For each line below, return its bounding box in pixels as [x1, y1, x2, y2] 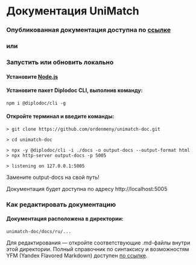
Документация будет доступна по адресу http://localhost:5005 [6, 185, 168, 192]
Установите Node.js [6, 73, 58, 80]
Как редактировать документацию [6, 200, 116, 208]
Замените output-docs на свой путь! [6, 173, 100, 181]
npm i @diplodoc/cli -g [6, 100, 66, 106]
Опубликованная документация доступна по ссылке [6, 26, 171, 34]
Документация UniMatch [6, 4, 140, 18]
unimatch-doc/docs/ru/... [6, 229, 71, 235]
